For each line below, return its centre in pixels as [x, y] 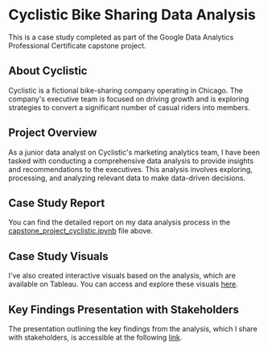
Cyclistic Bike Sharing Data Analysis [132, 15]
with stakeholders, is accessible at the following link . [95, 337]
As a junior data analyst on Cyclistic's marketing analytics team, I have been [134, 152]
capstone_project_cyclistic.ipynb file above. [80, 231]
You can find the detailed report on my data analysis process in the [120, 222]
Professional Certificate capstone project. [77, 45]
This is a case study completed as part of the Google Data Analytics [121, 37]
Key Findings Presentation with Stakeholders [124, 309]
